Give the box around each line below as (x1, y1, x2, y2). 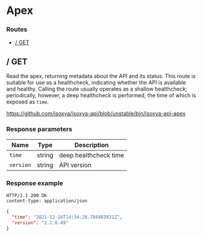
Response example (6, 179, 63, 187)
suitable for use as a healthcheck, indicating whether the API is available (6, 79, 186, 86)
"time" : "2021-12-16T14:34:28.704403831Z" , (11, 214, 122, 220)
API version (59, 161, 92, 169)
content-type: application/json (6, 198, 87, 204)
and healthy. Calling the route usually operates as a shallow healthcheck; (6, 85, 188, 93)
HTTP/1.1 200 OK (6, 192, 47, 198)
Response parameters (6, 125, 72, 134)
